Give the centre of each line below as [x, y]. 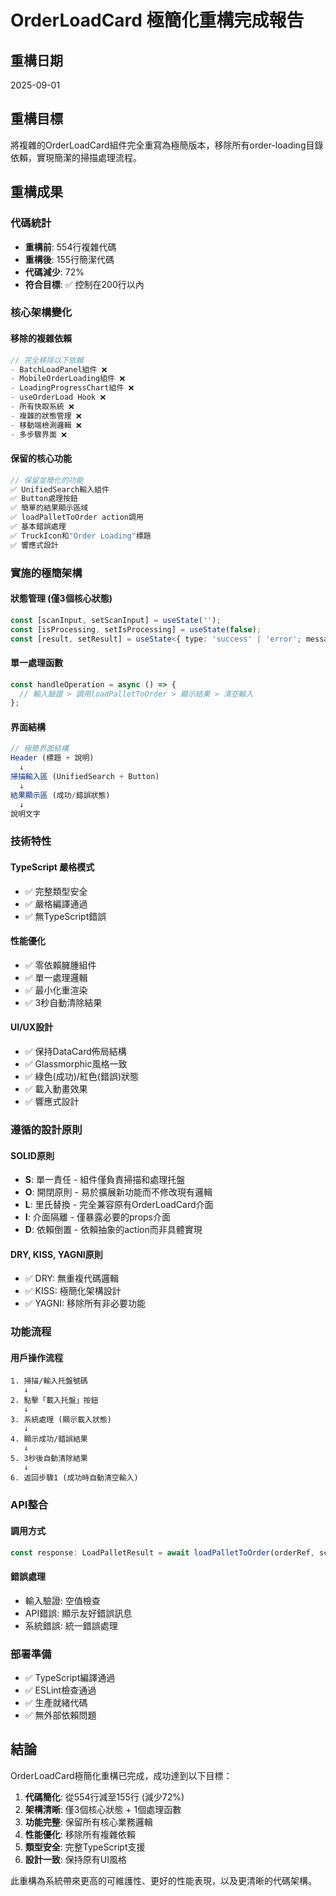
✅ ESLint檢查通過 [60, 1690]
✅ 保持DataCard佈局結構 [75, 1052]
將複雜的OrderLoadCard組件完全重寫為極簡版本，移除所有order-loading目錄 [167, 145]
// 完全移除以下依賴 [47, 360]
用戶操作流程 [36, 1357]
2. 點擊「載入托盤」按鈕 [54, 1401]
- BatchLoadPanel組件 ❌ [59, 369]
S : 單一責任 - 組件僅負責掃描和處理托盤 [105, 1180]
